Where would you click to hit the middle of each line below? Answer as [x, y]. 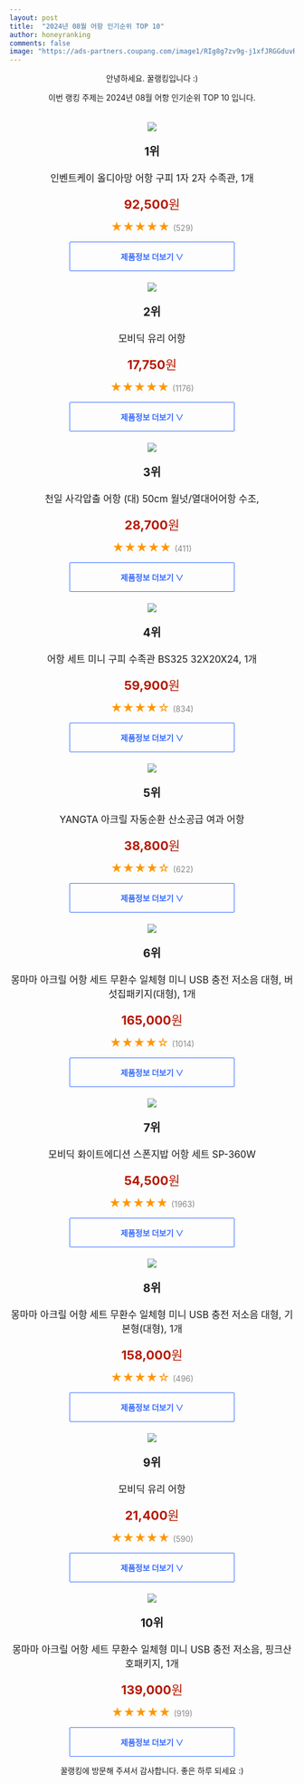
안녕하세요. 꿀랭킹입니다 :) [152, 79]
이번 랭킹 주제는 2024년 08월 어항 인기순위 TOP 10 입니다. [152, 98]
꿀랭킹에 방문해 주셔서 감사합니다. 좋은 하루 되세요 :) [152, 1771]
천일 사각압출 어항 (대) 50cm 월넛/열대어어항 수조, [152, 499]
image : [22, 52]
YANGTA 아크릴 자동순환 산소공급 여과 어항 [152, 819]
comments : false [40, 43]
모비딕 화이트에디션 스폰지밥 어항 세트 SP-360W [152, 1155]
